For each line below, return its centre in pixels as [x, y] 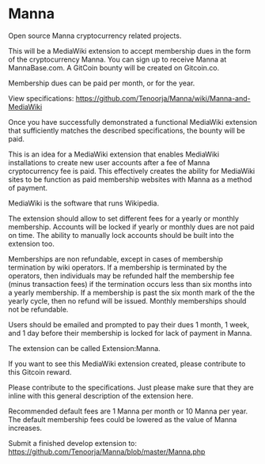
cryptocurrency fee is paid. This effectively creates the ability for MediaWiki [132, 171]
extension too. [32, 243]
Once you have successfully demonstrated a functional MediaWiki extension [133, 122]
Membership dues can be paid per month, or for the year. [102, 83]
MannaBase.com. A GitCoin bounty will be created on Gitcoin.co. [114, 67]
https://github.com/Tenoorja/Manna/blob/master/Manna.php [107, 451]
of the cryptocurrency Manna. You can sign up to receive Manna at [117, 59]
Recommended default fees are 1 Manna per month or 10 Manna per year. [128, 411]
